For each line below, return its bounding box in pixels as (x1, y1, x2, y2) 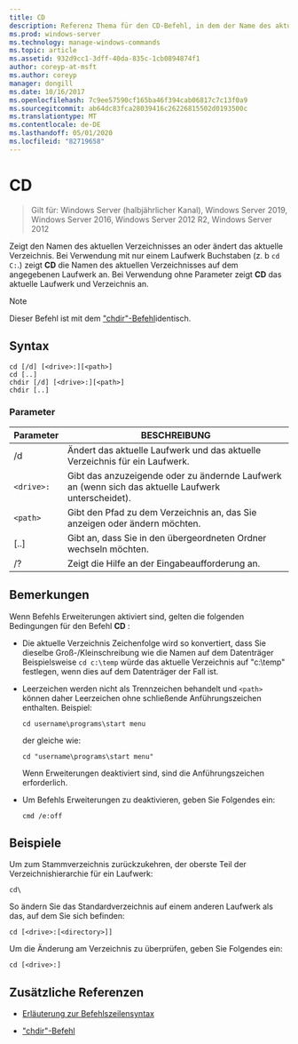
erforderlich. (21, 777, 68, 787)
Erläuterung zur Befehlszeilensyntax (21, 1008, 155, 1019)
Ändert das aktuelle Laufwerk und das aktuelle (67, 443, 262, 456)
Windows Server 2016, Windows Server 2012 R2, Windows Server (30, 214, 272, 225)
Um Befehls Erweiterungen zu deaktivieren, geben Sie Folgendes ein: (21, 794, 276, 805)
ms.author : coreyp (9, 71, 77, 80)
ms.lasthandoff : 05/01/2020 (9, 129, 114, 138)
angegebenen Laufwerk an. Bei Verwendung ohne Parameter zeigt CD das (9, 268, 282, 280)
